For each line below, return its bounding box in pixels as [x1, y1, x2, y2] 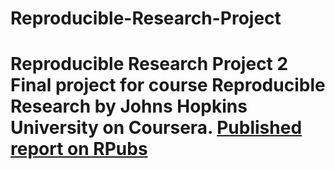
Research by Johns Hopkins [10, 95, 248, 118]
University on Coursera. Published [10, 117, 303, 139]
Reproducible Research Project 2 [10, 53, 289, 76]
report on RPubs [10, 138, 148, 161]
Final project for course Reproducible [10, 74, 326, 97]
